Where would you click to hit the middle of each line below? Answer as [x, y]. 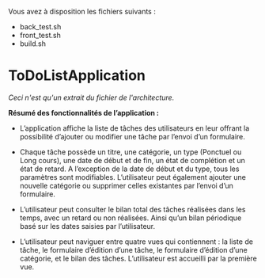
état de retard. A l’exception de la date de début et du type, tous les [129, 169]
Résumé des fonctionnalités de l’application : [84, 112]
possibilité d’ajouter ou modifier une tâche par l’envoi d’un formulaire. [132, 136]
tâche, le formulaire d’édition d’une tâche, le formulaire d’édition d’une [133, 249]
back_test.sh [40, 27]
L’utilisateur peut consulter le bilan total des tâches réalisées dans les [132, 209]
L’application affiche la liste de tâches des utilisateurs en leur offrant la [134, 128]
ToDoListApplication [77, 76]
